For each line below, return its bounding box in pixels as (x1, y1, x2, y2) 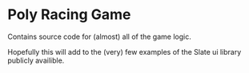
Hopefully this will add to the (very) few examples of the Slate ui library (7, 47, 242, 56)
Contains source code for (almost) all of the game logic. (7, 32, 191, 41)
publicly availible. (7, 56, 65, 65)
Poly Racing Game (7, 6, 131, 24)
